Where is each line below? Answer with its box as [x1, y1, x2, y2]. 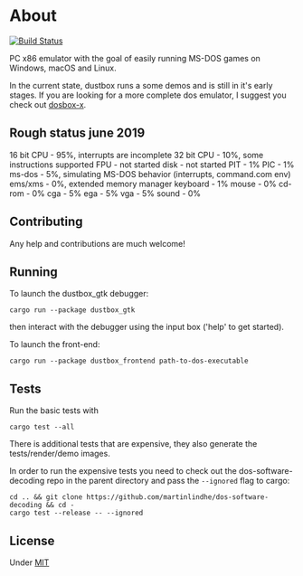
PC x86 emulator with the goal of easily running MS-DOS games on [9, 52, 260, 63]
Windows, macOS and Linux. [9, 62, 117, 73]
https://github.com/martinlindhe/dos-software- [86, 493, 270, 502]
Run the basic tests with [9, 405, 99, 416]
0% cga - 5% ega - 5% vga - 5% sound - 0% [32, 187, 202, 199]
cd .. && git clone [9, 493, 83, 502]
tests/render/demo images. [9, 449, 110, 459]
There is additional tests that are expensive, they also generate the [9, 439, 258, 449]
